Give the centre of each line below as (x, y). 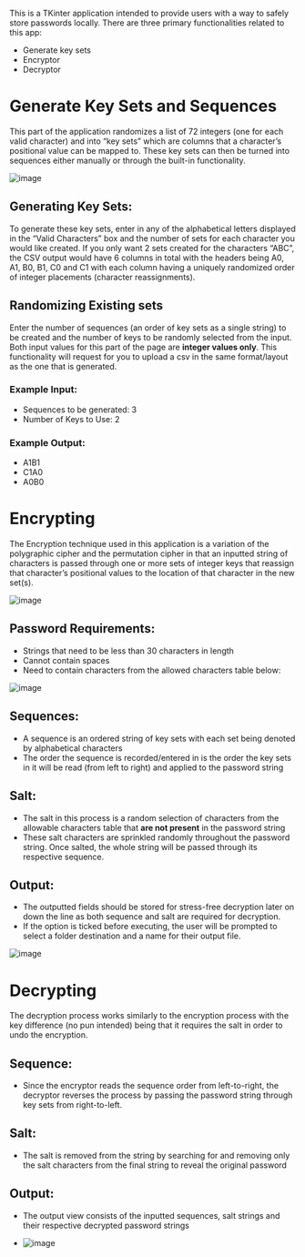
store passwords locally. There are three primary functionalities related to (147, 23)
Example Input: (43, 390)
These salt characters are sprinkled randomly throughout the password (156, 837)
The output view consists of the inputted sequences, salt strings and (151, 1215)
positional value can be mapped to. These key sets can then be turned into (149, 150)
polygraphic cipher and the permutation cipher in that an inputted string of (149, 553)
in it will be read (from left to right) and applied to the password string (153, 767)
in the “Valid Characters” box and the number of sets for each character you (152, 238)
